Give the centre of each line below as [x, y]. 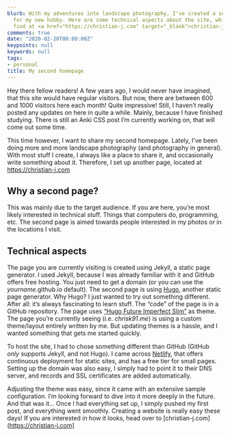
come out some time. [37, 127]
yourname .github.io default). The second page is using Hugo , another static [114, 290]
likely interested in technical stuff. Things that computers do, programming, [113, 215]
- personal [23, 65]
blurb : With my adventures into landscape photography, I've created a [111, 13]
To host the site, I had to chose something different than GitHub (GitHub [108, 347]
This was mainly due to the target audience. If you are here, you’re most [108, 207]
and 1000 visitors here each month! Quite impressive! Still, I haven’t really [110, 105]
